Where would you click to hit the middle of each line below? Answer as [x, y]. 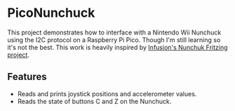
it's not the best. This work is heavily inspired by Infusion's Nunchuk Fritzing [117, 47]
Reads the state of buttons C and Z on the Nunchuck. [94, 101]
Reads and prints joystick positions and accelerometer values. [107, 93]
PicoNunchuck [51, 13]
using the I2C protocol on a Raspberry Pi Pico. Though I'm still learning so [114, 39]
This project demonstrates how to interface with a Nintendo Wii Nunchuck [114, 32]
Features [27, 77]
